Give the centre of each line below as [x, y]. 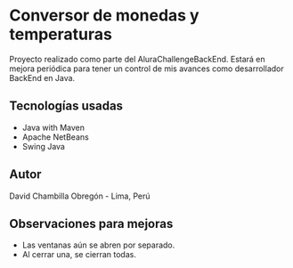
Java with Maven [53, 127]
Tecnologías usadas [66, 106]
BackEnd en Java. [42, 77]
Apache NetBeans [55, 137]
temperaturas [61, 34]
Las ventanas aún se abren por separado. [98, 245]
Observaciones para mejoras [91, 223]
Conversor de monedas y [104, 16]
